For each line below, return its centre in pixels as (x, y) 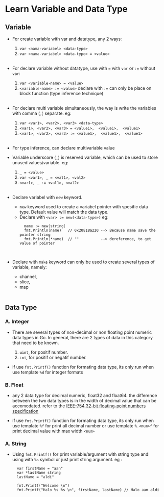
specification (25, 411)
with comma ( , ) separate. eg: (42, 113)
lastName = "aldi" (35, 477)
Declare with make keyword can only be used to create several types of (83, 262)
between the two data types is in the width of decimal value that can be (84, 400)
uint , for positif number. (44, 352)
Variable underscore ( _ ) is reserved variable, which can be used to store (85, 157)
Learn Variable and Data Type (66, 9)
